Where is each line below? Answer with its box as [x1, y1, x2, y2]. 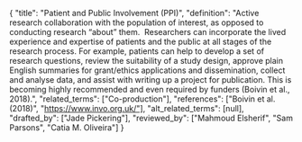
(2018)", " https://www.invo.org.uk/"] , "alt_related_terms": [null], [9, 103, 245, 113]
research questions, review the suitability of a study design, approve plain [9, 56, 284, 66]
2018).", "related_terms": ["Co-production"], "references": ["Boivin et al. [9, 93, 276, 104]
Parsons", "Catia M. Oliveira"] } [9, 122, 124, 133]
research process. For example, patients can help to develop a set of [9, 46, 264, 57]
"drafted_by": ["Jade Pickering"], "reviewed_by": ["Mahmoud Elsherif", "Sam [9, 112, 293, 123]
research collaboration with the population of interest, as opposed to [9, 17, 264, 28]
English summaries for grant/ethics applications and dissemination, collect [9, 65, 286, 75]
